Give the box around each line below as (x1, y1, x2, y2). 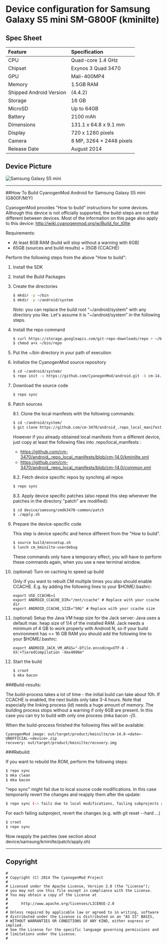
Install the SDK (12, 264, 43, 270)
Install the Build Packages (12, 274, 66, 280)
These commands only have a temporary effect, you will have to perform (12, 554, 162, 560)
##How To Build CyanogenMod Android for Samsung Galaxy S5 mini (5, 189, 146, 195)
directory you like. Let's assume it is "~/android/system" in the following (12, 311, 160, 318)
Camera (8, 137, 27, 144)
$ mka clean (5, 772, 30, 778)
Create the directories (12, 283, 58, 289)
